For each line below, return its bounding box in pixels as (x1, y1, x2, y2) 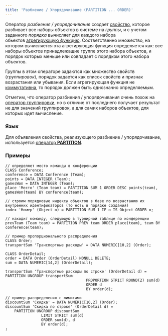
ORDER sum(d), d (41, 317, 75, 322)
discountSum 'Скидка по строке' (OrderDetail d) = (5, 304, 113, 309)
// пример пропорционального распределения (5, 234, 98, 239)
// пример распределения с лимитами (5, 295, 82, 301)
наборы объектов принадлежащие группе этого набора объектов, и (5, 48, 152, 54)
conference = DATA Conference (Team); (5, 172, 86, 178)
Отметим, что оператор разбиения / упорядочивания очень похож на (5, 94, 155, 100)
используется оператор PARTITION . (5, 139, 83, 145)
